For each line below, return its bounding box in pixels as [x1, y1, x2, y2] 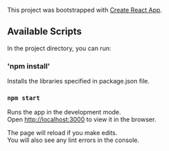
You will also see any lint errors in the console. [7, 136, 140, 144]
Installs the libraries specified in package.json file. [7, 77, 150, 85]
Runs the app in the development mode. [7, 108, 121, 117]
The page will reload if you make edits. [7, 129, 118, 137]
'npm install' [7, 61, 51, 71]
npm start [7, 94, 40, 102]
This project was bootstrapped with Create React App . [7, 6, 163, 14]
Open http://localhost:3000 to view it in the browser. [7, 115, 157, 123]
